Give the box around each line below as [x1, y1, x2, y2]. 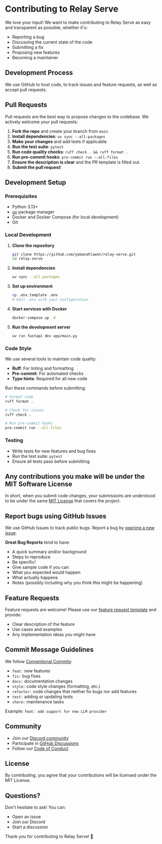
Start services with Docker [12, 306, 67, 311]
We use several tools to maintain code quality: [5, 356, 97, 362]
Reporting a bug [12, 34, 44, 40]
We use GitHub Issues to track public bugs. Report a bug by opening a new [5, 525, 155, 531]
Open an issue [12, 814, 41, 820]
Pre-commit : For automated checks [12, 370, 84, 376]
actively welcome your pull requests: [5, 119, 78, 125]
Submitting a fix [12, 44, 44, 50]
